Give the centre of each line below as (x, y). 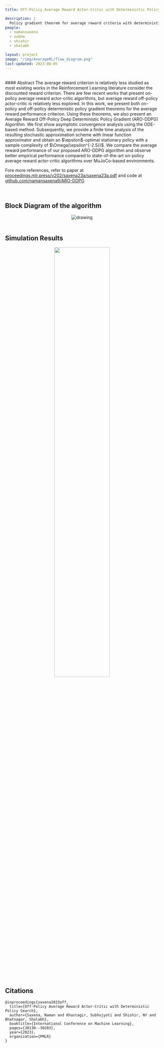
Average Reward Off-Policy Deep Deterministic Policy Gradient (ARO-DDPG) (82, 119)
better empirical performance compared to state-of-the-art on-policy (75, 156)
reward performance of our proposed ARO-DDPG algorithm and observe (78, 150)
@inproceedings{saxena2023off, (37, 1002)
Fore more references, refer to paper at (44, 170)
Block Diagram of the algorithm (53, 205)
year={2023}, (23, 1032)
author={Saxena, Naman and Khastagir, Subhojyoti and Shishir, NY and (83, 1015)
